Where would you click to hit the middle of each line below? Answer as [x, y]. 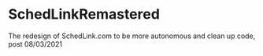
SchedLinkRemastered [84, 14]
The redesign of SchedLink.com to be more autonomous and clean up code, [132, 36]
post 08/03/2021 [35, 44]
